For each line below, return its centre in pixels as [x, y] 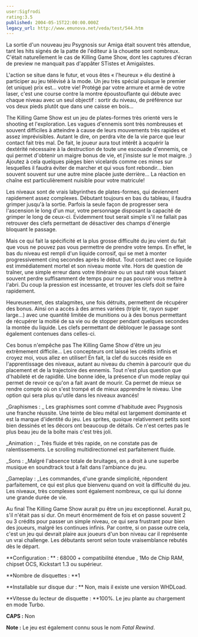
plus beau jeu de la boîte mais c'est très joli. [59, 432]
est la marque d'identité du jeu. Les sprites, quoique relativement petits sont [98, 419]
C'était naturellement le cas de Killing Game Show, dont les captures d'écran [99, 57]
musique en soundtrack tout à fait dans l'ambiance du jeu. [77, 467]
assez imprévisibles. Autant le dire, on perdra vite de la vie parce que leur [95, 137]
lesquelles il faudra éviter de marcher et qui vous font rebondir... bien [90, 168]
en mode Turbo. [26, 605]
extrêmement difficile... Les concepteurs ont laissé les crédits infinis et [92, 352]
